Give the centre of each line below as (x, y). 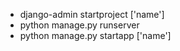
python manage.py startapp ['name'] (95, 35)
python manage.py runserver (79, 25)
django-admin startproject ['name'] (92, 14)
